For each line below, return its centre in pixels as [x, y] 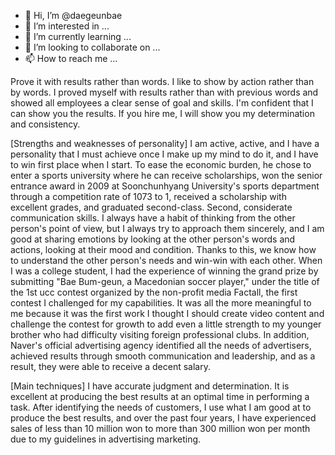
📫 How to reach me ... [71, 58]
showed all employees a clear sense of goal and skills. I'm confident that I [162, 103]
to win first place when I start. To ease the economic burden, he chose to [161, 164]
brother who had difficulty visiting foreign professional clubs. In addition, [160, 334]
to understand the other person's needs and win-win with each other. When [166, 260]
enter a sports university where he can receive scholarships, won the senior [166, 175]
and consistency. [45, 124]
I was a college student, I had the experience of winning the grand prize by [164, 271]
